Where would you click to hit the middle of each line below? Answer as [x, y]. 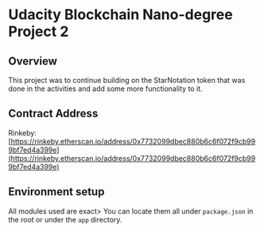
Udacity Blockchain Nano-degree [120, 15]
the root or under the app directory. [65, 219]
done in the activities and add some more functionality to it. [105, 88]
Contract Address [53, 114]
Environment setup [56, 192]
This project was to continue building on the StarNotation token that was [127, 80]
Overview [33, 61]
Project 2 [39, 31]
